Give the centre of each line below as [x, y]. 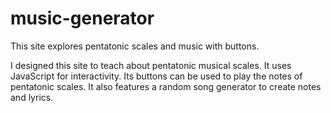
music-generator [82, 18]
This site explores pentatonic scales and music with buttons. [135, 46]
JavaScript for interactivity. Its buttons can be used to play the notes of [156, 76]
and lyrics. [32, 97]
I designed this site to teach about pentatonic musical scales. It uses [151, 65]
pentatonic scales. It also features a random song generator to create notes [166, 86]
